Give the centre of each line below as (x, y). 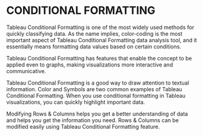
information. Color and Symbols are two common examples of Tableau (94, 89)
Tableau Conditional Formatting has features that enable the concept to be (99, 58)
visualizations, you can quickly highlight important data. (76, 102)
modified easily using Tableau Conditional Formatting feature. (83, 126)
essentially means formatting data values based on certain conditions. (94, 47)
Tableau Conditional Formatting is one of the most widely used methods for (100, 27)
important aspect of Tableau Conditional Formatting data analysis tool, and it (101, 40)
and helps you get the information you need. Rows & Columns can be (92, 120)
